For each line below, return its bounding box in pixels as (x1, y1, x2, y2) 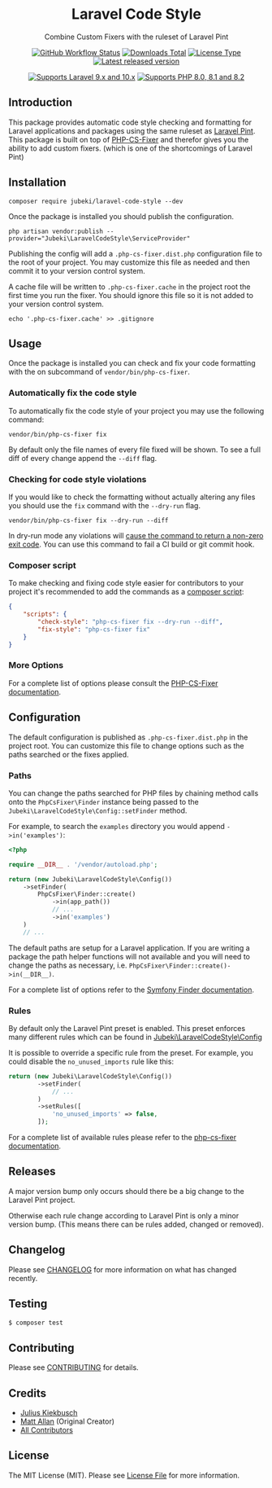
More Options (8, 660, 63, 671)
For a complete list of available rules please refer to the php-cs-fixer (8, 1133, 237, 1143)
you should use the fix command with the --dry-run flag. (8, 500, 201, 510)
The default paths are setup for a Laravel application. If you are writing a (8, 942, 250, 953)
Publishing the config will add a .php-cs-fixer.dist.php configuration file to (8, 248, 262, 258)
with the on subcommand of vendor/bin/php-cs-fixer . (8, 367, 191, 377)
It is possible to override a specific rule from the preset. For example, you (8, 1047, 253, 1057)
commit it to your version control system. (8, 266, 145, 275)
